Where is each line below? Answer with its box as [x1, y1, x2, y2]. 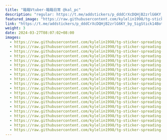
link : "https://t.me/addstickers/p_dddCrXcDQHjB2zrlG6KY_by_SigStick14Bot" [5, 21, 166, 26]
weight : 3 [5, 26, 26, 31]
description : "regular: [5, 12, 55, 17]
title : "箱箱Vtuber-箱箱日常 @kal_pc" [5, 7, 81, 12]
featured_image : [5, 16, 39, 21]
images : [5, 35, 21, 40]
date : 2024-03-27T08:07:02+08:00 [5, 30, 75, 35]
